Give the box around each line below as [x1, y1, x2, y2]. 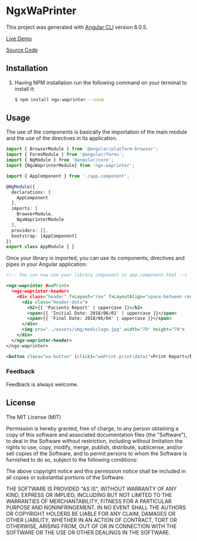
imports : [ [11, 206, 38, 212]
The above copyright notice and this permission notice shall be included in [6, 467, 186, 475]
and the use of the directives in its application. [6, 135, 118, 142]
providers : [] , [11, 228, 49, 233]
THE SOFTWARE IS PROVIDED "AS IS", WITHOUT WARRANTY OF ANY [6, 485, 177, 492]
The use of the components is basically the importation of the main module [6, 128, 188, 136]
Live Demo [6, 35, 32, 42]
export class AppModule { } [6, 244, 75, 250]
